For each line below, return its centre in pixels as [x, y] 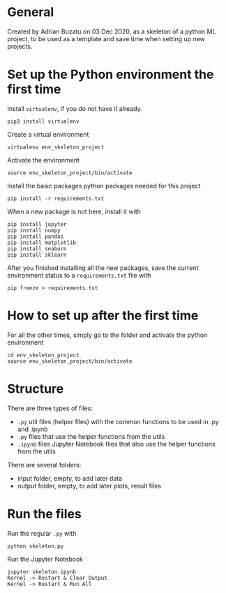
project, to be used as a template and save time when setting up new [106, 38]
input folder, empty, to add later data [70, 478]
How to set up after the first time [103, 316]
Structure [36, 389]
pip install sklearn [37, 255]
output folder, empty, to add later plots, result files [89, 486]
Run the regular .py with [42, 533]
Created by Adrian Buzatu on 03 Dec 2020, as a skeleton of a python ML [112, 31]
